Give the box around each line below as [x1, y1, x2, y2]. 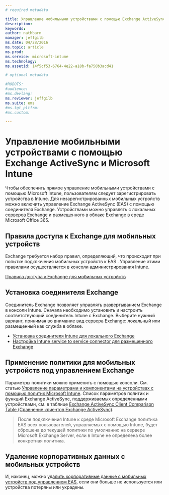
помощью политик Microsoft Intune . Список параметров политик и [5, 390, 149, 397]
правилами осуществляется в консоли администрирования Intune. [5, 264, 150, 270]
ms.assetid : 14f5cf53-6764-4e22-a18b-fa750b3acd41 [5, 64, 114, 69]
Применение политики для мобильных [5, 358, 136, 367]
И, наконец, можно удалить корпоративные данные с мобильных [5, 473, 147, 480]
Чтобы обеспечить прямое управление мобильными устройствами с [5, 185, 155, 191]
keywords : [5, 26, 26, 31]
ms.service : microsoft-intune [5, 54, 69, 59]
